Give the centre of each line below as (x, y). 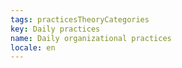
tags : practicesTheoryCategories (80, 19)
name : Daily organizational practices (91, 38)
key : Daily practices (55, 29)
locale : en (33, 47)
